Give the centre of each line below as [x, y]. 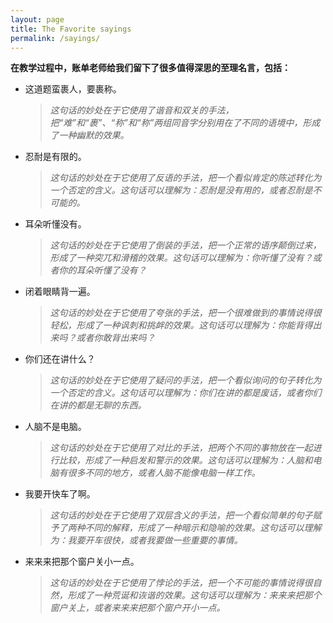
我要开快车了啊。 [60, 494]
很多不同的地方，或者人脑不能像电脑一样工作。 [164, 473]
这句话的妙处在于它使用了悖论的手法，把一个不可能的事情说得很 [181, 583]
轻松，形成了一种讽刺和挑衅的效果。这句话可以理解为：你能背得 [181, 325]
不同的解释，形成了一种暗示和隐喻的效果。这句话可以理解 [203, 528]
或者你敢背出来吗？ [116, 338]
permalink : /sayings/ [55, 38]
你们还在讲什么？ [60, 359]
